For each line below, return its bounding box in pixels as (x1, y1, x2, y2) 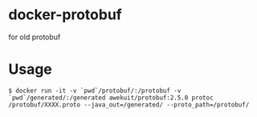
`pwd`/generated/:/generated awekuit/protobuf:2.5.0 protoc (8, 94, 214, 102)
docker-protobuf (8, 6, 122, 24)
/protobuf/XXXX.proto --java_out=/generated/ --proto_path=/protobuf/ (8, 100, 250, 109)
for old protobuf (8, 32, 61, 42)
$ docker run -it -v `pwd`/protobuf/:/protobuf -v (8, 87, 182, 95)
